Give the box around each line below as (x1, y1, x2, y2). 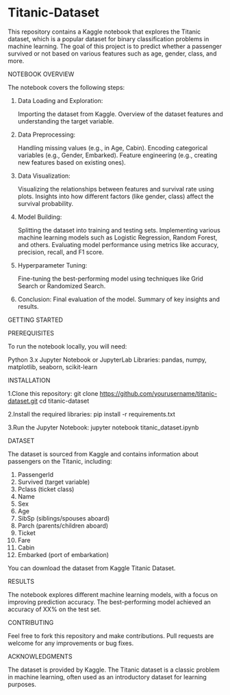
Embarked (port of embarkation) (17, 550, 109, 558)
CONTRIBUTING (8, 618, 54, 626)
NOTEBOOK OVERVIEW (8, 70, 75, 78)
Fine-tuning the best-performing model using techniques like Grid (17, 274, 204, 283)
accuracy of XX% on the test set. (8, 605, 101, 613)
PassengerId (17, 470, 54, 478)
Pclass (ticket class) (17, 485, 75, 493)
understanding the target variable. (17, 117, 114, 125)
